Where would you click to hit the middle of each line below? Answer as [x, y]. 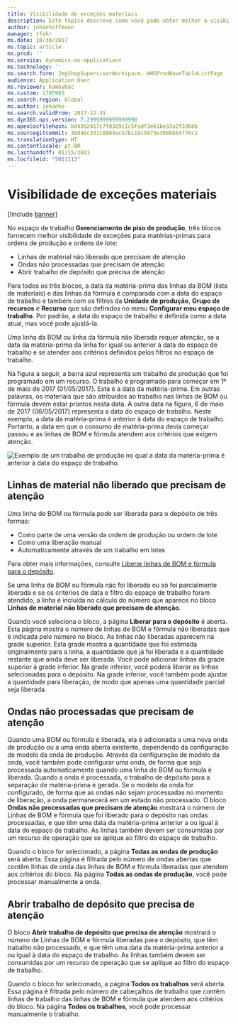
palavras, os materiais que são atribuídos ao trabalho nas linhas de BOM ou [118, 396]
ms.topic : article [34, 47]
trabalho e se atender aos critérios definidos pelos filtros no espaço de [111, 352]
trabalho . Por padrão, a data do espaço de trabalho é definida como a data [117, 316]
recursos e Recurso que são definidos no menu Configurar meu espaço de [119, 308]
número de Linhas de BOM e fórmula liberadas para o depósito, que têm [113, 940]
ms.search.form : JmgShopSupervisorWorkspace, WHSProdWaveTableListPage [115, 73]
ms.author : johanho [36, 107]
